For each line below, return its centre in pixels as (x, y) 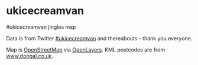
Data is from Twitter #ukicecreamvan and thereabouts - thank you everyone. (99, 38)
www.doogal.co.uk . (30, 56)
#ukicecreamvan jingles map (41, 27)
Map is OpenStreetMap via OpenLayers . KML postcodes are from (86, 49)
